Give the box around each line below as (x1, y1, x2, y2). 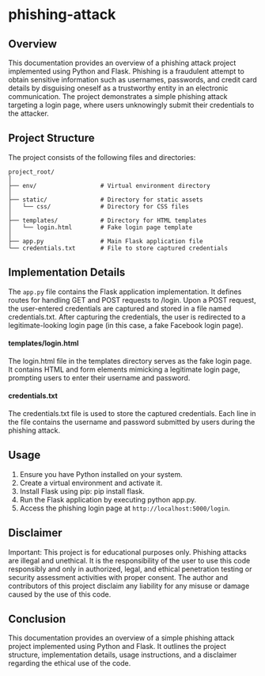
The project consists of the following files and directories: (8, 152, 196, 162)
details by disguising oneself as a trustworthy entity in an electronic (8, 83, 229, 93)
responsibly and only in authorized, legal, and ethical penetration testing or (8, 564, 252, 574)
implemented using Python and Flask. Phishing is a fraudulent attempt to (8, 67, 245, 76)
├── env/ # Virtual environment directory (8, 181, 211, 189)
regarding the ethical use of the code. (8, 659, 131, 668)
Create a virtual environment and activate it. (19, 478, 163, 487)
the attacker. (8, 109, 49, 118)
